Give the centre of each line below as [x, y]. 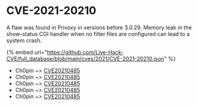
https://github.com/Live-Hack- [85, 52]
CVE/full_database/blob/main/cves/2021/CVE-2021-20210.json [85, 58]
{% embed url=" [27, 52]
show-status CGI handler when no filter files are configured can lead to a [98, 34]
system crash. [24, 40]
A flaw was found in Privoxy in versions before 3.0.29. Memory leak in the [99, 27]
